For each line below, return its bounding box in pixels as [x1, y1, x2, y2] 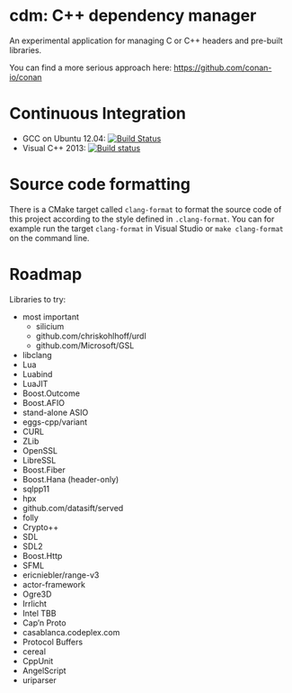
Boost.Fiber [22, 464, 66, 475]
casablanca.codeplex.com [22, 626, 120, 637]
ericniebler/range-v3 [22, 569, 100, 580]
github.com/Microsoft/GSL [35, 339, 135, 351]
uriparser [22, 674, 57, 685]
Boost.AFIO [22, 397, 66, 408]
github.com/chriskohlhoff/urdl [35, 330, 146, 341]
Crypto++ [22, 521, 59, 532]
